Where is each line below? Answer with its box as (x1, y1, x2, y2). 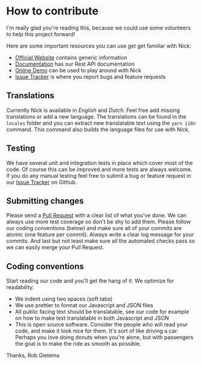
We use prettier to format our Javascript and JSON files (14, 302, 154, 309)
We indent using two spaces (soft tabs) (14, 295, 113, 302)
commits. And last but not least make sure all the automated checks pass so (6, 237, 195, 245)
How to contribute (6, 4, 99, 18)
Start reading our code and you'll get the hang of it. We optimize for (6, 277, 174, 284)
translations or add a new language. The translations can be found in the (6, 113, 187, 120)
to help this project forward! (6, 30, 75, 37)
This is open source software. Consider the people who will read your (14, 321, 188, 328)
